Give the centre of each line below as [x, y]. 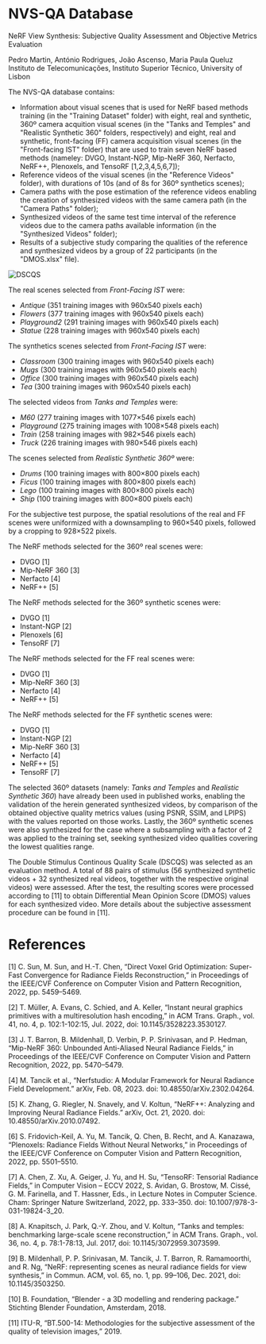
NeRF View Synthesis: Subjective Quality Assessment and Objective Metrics [133, 36]
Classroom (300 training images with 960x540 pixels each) [117, 361]
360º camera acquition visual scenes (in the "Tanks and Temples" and [135, 124]
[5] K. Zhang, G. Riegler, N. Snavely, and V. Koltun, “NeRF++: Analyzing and [132, 1103]
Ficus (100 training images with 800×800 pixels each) [108, 482]
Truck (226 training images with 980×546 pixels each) [109, 442]
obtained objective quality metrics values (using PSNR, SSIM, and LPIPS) [127, 813]
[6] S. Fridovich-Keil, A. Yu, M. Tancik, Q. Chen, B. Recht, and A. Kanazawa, [132, 1136]
